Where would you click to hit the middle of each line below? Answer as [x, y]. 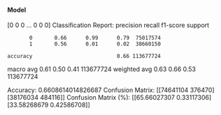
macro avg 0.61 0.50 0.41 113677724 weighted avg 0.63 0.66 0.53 [102, 69]
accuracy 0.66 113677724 [84, 56]
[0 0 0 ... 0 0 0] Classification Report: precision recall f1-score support [108, 25]
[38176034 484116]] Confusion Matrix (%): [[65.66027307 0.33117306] [109, 98]
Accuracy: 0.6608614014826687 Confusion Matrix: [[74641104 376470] [111, 90]
